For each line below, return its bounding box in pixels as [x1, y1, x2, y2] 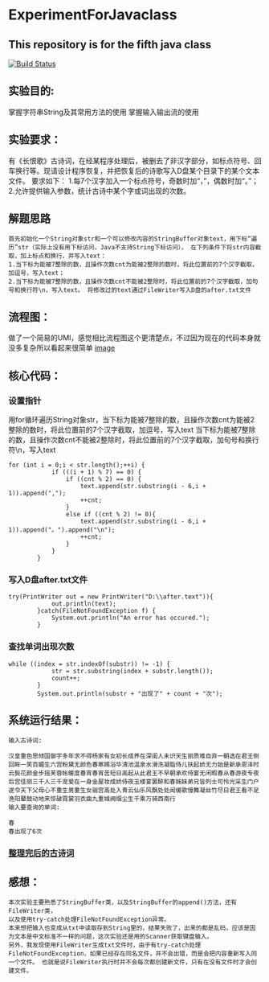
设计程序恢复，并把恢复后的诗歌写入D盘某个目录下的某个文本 [57, 166, 260, 175]
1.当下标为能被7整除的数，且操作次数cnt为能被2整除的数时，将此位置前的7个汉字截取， [8, 261, 259, 269]
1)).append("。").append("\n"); [8, 525, 116, 534]
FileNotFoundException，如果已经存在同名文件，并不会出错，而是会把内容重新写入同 [8, 950, 258, 958]
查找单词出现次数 [8, 641, 75, 652]
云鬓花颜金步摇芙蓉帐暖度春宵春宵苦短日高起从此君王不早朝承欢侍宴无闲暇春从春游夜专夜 [8, 770, 259, 778]
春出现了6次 [8, 828, 43, 836]
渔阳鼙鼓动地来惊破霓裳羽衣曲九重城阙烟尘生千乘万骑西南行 [8, 795, 176, 803]
